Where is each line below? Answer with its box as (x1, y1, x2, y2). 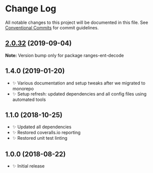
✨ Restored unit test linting (12, 135, 68, 141)
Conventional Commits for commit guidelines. (5, 24, 99, 30)
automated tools (12, 96, 46, 102)
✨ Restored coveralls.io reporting (12, 130, 81, 136)
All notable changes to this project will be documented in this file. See (5, 19, 149, 25)
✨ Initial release (12, 163, 45, 169)
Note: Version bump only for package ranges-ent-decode (5, 52, 124, 58)
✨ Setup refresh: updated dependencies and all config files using (12, 90, 147, 97)
